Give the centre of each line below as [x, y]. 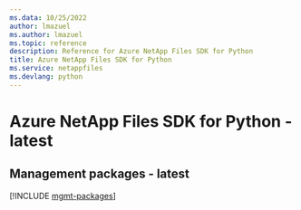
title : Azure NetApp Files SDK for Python [91, 60]
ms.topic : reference [49, 43]
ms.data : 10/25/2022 [49, 18]
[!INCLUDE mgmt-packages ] [63, 196]
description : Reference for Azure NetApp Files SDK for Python [131, 52]
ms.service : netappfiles [56, 69]
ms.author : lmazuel [46, 34]
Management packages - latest [100, 174]
